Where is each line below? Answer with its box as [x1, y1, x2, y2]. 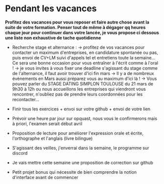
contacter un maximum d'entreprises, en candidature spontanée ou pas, [12, 50, 158, 55]
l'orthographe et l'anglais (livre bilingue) [12, 135, 93, 141]
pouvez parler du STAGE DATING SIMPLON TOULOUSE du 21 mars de [12, 80, 153, 86]
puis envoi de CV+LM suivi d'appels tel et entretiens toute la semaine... [12, 54, 156, 60]
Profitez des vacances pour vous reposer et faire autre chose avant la [5, 19, 149, 25]
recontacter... [12, 96, 40, 102]
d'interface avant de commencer [12, 174, 78, 180]
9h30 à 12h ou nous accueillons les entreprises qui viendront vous [12, 86, 146, 92]
